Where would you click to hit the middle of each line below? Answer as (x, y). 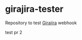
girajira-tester (34, 9)
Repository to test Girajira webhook (41, 23)
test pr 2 (14, 32)
